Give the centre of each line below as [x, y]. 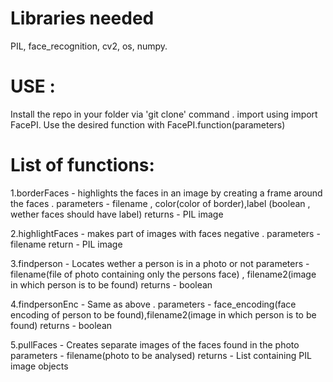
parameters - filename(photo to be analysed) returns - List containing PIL [161, 355]
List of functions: [82, 165]
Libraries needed [82, 18]
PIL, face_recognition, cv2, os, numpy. [89, 46]
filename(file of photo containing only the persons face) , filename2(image [163, 274]
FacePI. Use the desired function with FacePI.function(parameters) [148, 124]
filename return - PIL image [66, 244]
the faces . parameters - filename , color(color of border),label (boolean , [160, 203]
